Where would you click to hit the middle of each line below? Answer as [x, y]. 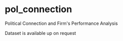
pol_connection [39, 9]
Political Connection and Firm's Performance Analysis [61, 23]
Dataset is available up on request [40, 33]
